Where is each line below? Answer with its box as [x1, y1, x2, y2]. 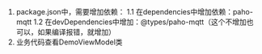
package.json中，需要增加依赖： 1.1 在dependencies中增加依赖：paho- [15, 7, 253, 16]
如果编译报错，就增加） [37, 27, 116, 36]
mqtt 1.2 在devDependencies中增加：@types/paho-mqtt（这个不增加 [15, 17, 247, 27]
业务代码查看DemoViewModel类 [15, 37, 123, 47]
